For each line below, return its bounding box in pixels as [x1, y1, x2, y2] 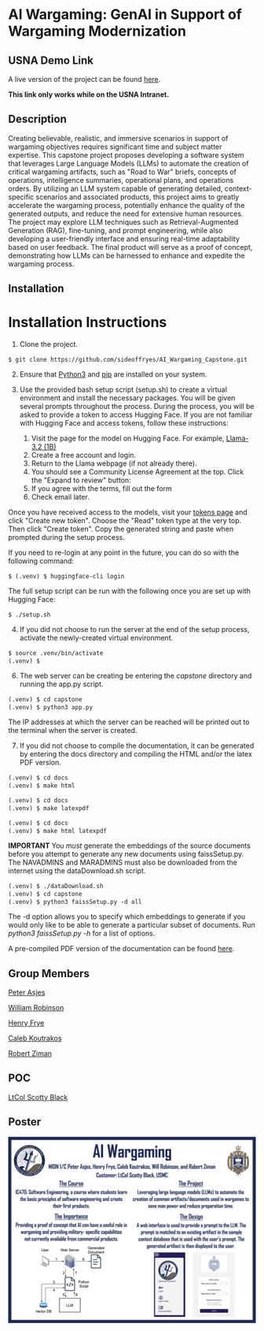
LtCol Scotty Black [8, 1092, 68, 1102]
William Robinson [8, 1002, 64, 1012]
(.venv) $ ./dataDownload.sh [8, 883, 104, 890]
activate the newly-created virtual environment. [19, 633, 174, 643]
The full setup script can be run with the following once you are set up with [8, 586, 251, 596]
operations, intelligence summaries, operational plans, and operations [8, 175, 234, 184]
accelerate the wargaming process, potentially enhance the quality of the [8, 200, 245, 210]
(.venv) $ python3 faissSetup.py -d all [8, 898, 143, 906]
